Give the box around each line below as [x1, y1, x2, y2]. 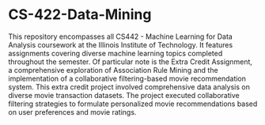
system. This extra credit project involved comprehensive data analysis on [8, 81, 251, 92]
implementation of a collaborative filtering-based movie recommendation [8, 74, 247, 83]
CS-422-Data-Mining [8, 6, 152, 24]
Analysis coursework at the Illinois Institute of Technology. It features [8, 40, 233, 49]
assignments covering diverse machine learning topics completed [8, 48, 223, 58]
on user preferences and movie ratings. [8, 107, 137, 116]
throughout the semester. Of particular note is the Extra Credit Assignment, [8, 57, 253, 66]
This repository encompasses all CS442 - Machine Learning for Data [8, 32, 233, 41]
